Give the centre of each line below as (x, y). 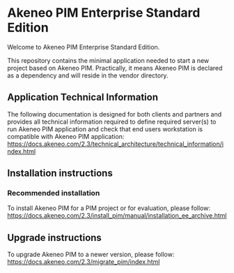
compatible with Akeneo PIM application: (66, 136)
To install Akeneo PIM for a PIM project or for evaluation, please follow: (109, 208)
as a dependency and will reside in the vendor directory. (88, 75)
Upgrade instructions (55, 238)
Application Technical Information (83, 97)
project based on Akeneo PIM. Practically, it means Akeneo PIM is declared (115, 68)
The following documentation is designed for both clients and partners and (115, 114)
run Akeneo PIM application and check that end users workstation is (105, 129)
